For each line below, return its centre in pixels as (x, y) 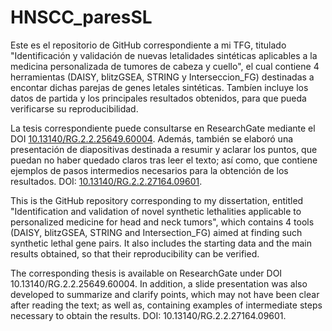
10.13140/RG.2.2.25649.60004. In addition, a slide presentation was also (159, 283)
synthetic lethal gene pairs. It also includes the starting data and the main (161, 243)
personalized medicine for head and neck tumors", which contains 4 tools (162, 222)
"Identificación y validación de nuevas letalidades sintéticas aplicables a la (164, 55)
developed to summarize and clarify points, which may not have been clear (165, 294)
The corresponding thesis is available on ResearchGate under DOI (146, 273)
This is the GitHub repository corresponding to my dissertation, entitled (157, 200)
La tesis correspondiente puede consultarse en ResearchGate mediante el (163, 128)
